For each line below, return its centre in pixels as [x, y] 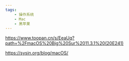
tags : [11, 10]
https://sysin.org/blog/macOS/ [37, 53]
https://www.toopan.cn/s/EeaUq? [40, 38]
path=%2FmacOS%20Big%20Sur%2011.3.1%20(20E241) [64, 43]
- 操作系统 [24, 14]
